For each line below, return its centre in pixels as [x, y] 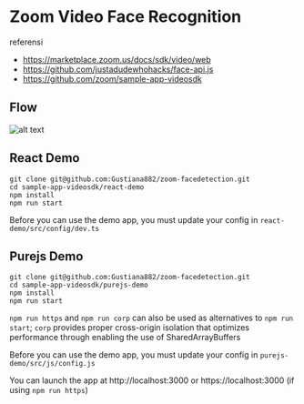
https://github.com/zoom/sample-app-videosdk [112, 78]
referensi [26, 42]
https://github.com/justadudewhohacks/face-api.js [118, 69]
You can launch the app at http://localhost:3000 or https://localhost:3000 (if [152, 380]
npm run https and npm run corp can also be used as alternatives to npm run [152, 318]
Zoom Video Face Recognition [126, 17]
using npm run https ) [49, 390]
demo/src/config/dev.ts [55, 228]
